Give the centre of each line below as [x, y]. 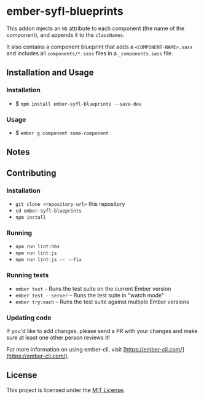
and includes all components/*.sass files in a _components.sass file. [90, 53]
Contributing [31, 173]
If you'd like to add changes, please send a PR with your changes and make [102, 331]
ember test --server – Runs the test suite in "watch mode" [90, 295]
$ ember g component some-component [62, 133]
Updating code [29, 318]
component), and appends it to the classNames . [65, 34]
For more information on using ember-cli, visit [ [66, 349]
